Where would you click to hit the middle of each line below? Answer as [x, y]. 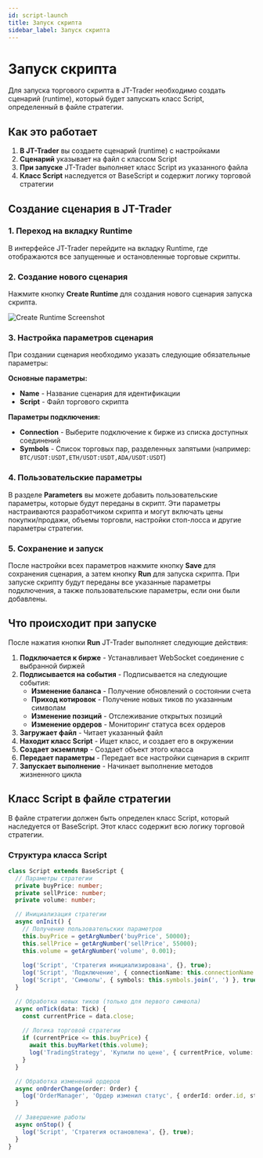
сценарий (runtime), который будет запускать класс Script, [106, 99]
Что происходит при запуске [83, 623]
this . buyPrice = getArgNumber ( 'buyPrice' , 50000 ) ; [106, 936]
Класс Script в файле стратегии [90, 799]
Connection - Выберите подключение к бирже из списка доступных [134, 432]
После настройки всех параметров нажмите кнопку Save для [112, 565]
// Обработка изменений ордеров [68, 1081]
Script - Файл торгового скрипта [74, 402]
